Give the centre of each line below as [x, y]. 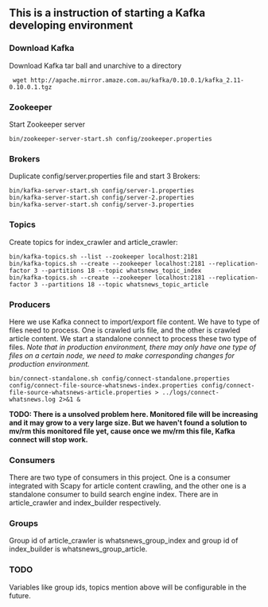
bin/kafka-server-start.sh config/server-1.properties [102, 191]
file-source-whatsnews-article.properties [80, 392]
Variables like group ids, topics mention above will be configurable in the [128, 587]
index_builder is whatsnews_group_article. [78, 549]
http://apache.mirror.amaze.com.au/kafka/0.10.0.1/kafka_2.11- [137, 80]
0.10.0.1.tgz [31, 87]
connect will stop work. [49, 439]
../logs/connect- [190, 392]
